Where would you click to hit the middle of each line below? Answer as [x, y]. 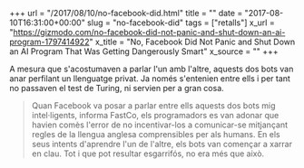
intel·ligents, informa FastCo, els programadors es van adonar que [155, 115]
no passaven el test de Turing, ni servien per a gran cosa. [117, 88]
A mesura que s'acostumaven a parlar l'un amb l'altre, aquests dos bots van [152, 69]
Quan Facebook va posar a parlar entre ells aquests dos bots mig [153, 106]
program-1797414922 [49, 42]
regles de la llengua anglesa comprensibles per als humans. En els [156, 134]
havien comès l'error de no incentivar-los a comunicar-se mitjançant [160, 125]
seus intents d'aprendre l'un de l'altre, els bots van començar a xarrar [162, 144]
